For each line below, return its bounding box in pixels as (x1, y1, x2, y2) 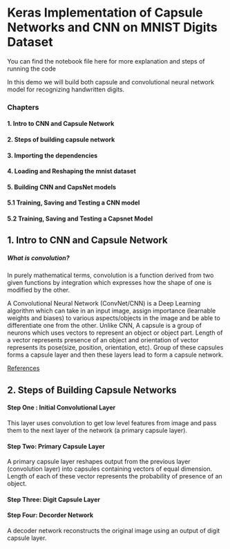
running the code (7, 64, 57, 73)
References (7, 364, 40, 373)
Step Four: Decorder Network (7, 511, 94, 519)
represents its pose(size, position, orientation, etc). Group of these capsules (7, 344, 224, 352)
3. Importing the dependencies (7, 151, 98, 160)
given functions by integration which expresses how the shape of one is (7, 279, 212, 287)
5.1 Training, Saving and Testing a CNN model (7, 198, 140, 207)
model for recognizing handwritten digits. (7, 85, 125, 93)
